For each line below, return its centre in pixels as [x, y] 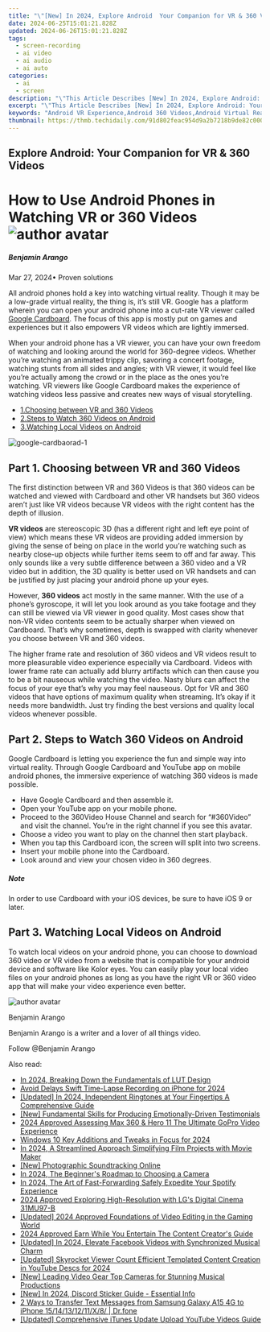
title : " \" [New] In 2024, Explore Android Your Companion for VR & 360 [133, 16]
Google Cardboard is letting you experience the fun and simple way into [127, 759]
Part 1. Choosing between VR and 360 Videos [125, 468]
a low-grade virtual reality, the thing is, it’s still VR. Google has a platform [129, 302]
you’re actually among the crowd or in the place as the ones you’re [119, 377]
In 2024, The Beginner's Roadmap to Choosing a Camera [115, 1173]
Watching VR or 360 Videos [103, 217]
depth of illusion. [36, 513]
